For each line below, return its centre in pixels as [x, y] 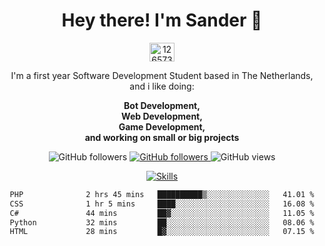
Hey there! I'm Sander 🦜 [162, 20]
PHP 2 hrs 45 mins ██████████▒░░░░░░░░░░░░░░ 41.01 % [162, 194]
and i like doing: [162, 86]
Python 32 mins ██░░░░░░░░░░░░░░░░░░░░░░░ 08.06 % [162, 222]
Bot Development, [162, 105]
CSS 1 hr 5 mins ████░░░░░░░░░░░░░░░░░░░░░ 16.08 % [162, 204]
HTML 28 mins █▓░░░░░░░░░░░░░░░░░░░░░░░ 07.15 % [162, 232]
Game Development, [162, 126]
